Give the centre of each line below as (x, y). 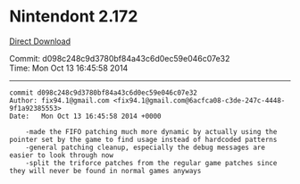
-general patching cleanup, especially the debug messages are (146, 147)
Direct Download (40, 41)
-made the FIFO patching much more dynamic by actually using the (151, 131)
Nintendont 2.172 (74, 17)
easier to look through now (62, 155)
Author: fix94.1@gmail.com (59, 100)
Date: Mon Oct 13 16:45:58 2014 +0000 (86, 116)
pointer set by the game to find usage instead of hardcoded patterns (143, 139)
